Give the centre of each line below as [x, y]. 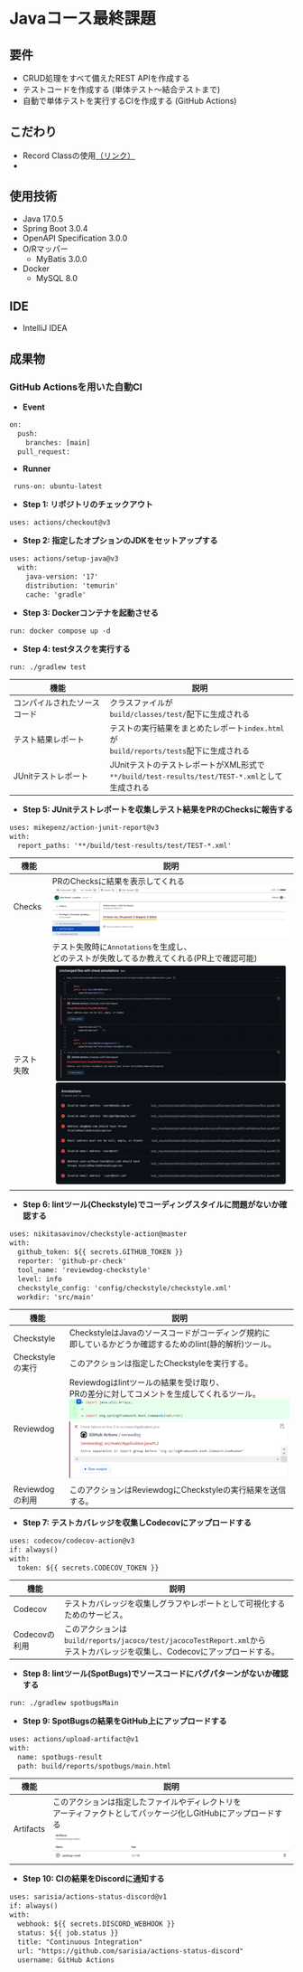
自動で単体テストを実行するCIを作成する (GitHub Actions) [129, 101]
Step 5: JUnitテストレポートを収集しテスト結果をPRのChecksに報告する [158, 809]
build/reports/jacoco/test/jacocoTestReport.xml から [165, 1640]
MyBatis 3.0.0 [61, 259]
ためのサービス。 [96, 1615]
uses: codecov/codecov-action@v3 [72, 1541]
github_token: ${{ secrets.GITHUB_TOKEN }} [100, 1252]
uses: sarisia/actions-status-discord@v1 [88, 1897]
